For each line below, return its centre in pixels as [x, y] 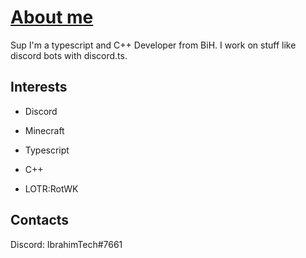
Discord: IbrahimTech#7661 [66, 244]
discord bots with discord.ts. [69, 55]
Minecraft [44, 130]
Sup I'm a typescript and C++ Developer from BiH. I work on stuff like [153, 45]
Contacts [40, 220]
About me [52, 17]
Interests [39, 87]
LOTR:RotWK [51, 188]
